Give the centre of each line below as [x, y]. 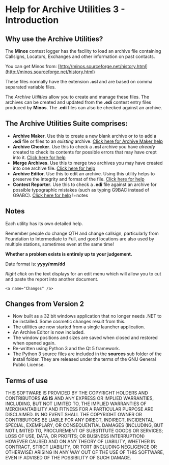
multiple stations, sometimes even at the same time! [60, 244]
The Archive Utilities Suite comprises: [67, 124]
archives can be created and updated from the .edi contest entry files [78, 102]
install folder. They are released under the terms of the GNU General [84, 359]
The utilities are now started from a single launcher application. [79, 327]
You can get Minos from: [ [33, 66]
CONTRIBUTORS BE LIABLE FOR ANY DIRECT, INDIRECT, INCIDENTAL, [80, 420]
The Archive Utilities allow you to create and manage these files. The [77, 97]
